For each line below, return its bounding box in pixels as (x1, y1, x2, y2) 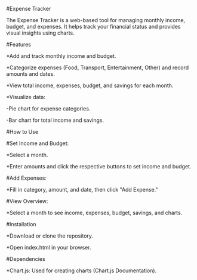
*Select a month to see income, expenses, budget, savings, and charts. (6, 209, 183, 216)
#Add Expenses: (6, 174, 47, 181)
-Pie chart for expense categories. (6, 105, 91, 112)
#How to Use (6, 128, 39, 135)
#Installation (6, 221, 37, 227)
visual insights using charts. (6, 29, 75, 36)
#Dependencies (6, 256, 46, 262)
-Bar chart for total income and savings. (6, 116, 104, 124)
